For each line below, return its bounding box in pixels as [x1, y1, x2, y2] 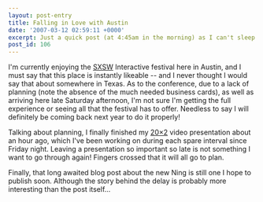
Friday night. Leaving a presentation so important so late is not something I [8, 145, 250, 154]
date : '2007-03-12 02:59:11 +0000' [8, 26, 125, 34]
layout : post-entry [8, 11, 72, 20]
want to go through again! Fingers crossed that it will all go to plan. [8, 152, 224, 162]
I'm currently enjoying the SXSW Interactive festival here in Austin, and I [8, 62, 242, 72]
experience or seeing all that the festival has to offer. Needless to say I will [8, 104, 250, 114]
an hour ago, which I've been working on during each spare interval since [8, 136, 247, 145]
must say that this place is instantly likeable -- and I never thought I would [8, 71, 248, 80]
